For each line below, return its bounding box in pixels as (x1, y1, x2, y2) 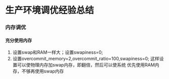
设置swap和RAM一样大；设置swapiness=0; (12, 49, 103, 55)
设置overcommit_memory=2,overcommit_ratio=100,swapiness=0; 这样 (12, 56, 159, 62)
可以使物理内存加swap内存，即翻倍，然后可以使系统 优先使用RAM (17, 62, 155, 68)
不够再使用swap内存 (21, 68, 64, 74)
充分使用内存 (5, 37, 32, 43)
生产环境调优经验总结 (5, 5, 95, 16)
